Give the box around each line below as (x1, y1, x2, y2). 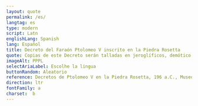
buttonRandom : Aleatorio (6, 69, 67, 75)
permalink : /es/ (6, 14, 46, 20)
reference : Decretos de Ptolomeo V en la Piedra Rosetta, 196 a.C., (6, 74, 178, 80)
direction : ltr (6, 80, 44, 86)
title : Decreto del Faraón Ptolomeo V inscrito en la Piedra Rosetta (6, 47, 181, 53)
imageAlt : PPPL (6, 58, 44, 64)
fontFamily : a (6, 85, 41, 91)
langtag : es (6, 19, 35, 25)
